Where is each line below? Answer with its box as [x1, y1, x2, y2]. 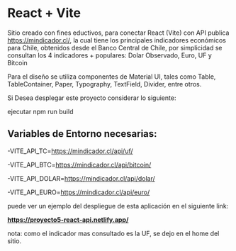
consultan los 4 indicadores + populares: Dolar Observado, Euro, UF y [7, 51, 213, 60]
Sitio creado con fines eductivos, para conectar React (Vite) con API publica [7, 28, 230, 37]
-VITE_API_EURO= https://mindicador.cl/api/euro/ [7, 188, 150, 196]
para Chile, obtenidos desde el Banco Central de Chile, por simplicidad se [7, 43, 223, 52]
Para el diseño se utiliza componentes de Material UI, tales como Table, [7, 72, 216, 81]
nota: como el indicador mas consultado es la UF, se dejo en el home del [7, 229, 220, 238]
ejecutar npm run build [7, 107, 74, 116]
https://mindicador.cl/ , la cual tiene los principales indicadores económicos [7, 35, 227, 44]
